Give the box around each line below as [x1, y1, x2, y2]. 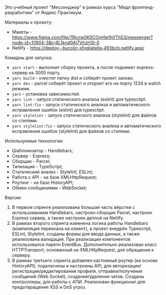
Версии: [4, 195, 22, 200]
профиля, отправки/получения [77, 268, 143, 274]
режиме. [11, 86, 31, 92]
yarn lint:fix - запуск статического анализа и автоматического [11, 102, 151, 107]
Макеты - [11, 29, 32, 35]
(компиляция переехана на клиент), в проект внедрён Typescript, [11, 225, 152, 231]
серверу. [11, 252, 31, 258]
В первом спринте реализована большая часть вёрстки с [11, 204, 136, 210]
